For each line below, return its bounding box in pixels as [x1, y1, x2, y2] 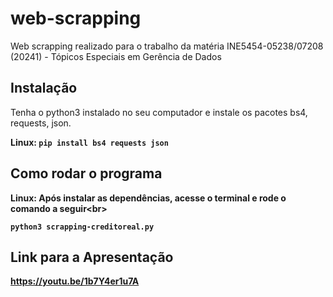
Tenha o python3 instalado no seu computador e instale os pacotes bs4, [10, 106, 308, 118]
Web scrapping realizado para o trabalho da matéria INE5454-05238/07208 [10, 40, 324, 52]
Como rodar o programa [10, 165, 163, 182]
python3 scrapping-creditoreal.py [10, 222, 155, 232]
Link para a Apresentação [10, 248, 174, 266]
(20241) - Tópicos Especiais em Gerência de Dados [10, 50, 222, 62]
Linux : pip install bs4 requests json [10, 136, 169, 148]
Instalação [10, 80, 78, 97]
